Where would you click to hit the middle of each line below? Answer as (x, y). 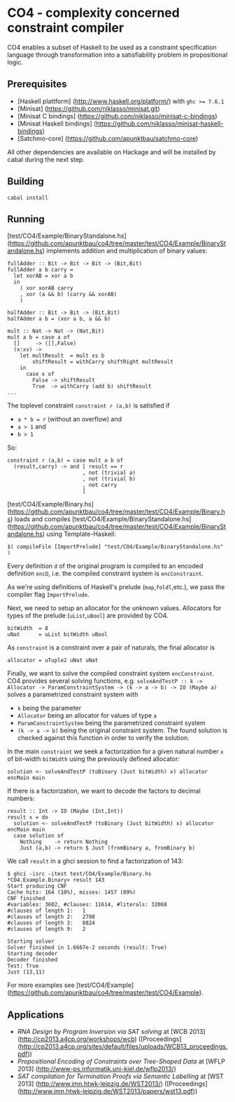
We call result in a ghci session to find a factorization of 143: (95, 861)
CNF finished (26, 899)
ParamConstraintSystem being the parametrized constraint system (112, 723)
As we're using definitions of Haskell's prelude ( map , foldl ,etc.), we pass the (116, 587)
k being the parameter (49, 708)
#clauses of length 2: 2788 (51, 917)
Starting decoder (33, 954)
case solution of (39, 836)
